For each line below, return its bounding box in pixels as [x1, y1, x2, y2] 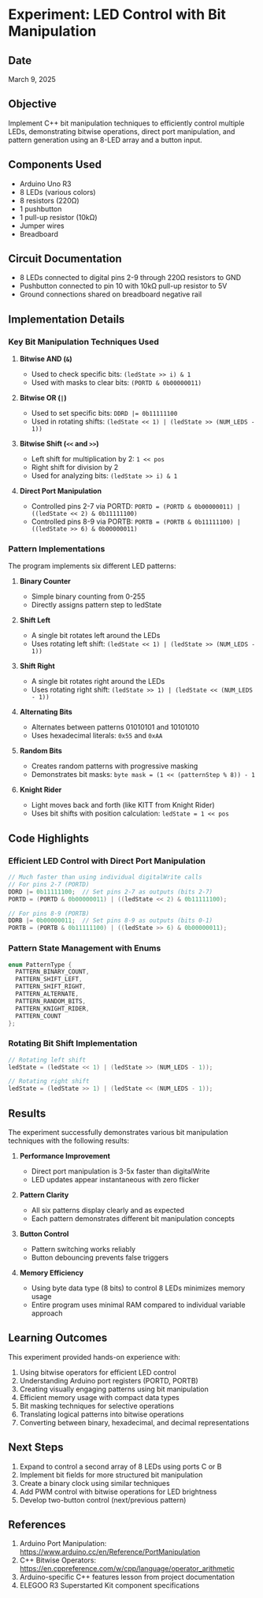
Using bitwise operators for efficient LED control [19, 1367, 177, 1377]
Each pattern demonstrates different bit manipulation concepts [31, 1214, 235, 1223]
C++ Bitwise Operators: [19, 1555, 97, 1565]
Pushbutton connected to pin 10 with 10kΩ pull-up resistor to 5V [19, 282, 228, 291]
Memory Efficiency [19, 1268, 84, 1278]
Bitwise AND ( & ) [19, 354, 72, 364]
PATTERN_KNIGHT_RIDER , [15, 1004, 90, 1013]
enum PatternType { [8, 961, 72, 969]
